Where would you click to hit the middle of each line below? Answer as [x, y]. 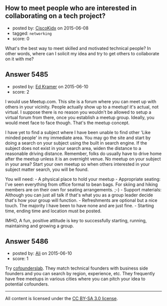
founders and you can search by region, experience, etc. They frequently [80, 274]
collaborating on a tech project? [55, 16]
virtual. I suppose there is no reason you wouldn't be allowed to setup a [78, 112]
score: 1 [20, 259]
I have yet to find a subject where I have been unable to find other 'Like [78, 132]
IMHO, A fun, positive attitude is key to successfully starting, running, [76, 220]
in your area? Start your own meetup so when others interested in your [78, 164]
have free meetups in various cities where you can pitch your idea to [75, 279]
